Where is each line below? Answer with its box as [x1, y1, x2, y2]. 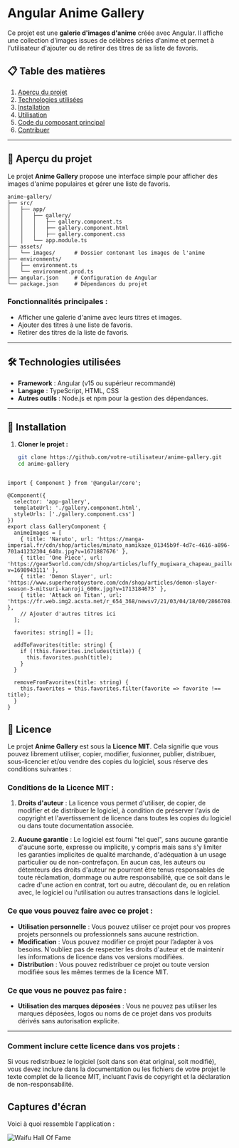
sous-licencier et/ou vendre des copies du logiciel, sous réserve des [7, 757, 208, 766]
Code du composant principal [17, 118, 105, 126]
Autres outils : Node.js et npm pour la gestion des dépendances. [17, 394, 208, 402]
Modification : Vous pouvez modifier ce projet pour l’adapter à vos [17, 937, 213, 946]
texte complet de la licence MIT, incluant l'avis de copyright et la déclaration [7, 1073, 231, 1081]
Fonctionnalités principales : [7, 297, 108, 307]
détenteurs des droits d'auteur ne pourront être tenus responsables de [17, 865, 225, 874]
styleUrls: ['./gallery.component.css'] [14, 511, 135, 518]
